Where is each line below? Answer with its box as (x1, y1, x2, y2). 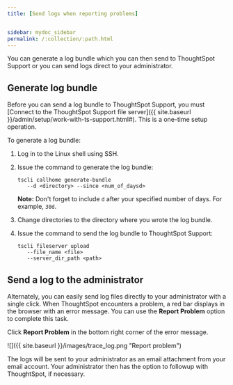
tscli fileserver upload (17, 243, 90, 250)
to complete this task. (7, 315, 70, 322)
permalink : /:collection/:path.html (7, 36, 113, 42)
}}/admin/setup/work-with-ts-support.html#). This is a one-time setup (7, 116, 208, 124)
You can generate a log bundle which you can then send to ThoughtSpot (7, 54, 216, 63)
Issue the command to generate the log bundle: (17, 163, 154, 171)
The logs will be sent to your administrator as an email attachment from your (7, 355, 226, 363)
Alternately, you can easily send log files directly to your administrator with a (7, 292, 227, 300)
